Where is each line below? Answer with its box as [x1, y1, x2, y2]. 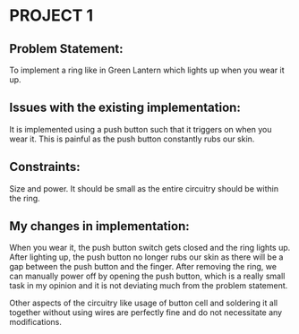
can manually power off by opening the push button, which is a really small [9, 270, 286, 282]
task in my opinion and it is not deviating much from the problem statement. [9, 280, 288, 291]
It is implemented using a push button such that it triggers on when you [9, 124, 272, 134]
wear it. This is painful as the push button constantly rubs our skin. [9, 133, 255, 144]
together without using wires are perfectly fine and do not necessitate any [9, 307, 283, 318]
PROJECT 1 [9, 5, 94, 26]
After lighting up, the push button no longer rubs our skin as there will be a [9, 252, 284, 262]
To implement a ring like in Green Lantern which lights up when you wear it [9, 64, 285, 75]
